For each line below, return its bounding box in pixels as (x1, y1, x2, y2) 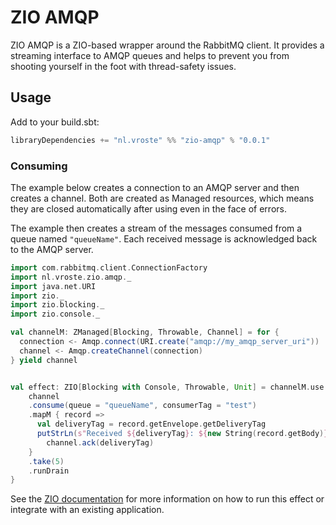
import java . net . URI (10, 281, 97, 291)
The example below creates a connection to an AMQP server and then (10, 181, 300, 193)
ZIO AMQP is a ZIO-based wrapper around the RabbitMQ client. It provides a (10, 39, 325, 51)
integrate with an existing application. (10, 504, 165, 516)
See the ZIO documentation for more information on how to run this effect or (10, 493, 325, 505)
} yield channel (10, 355, 78, 365)
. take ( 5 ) (28, 456, 65, 466)
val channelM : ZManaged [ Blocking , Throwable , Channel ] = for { (10, 327, 280, 338)
